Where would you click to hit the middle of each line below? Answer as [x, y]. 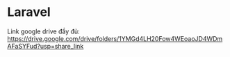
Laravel [29, 12]
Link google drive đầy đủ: [43, 31]
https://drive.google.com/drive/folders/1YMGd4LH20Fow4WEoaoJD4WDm [115, 38]
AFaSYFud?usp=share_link [46, 46]
